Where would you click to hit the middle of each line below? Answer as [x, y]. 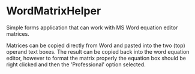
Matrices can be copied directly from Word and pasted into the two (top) [96, 45]
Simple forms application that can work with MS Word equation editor [92, 27]
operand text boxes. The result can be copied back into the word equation [98, 51]
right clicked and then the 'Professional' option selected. [76, 64]
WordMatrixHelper [54, 11]
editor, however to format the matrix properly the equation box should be [96, 58]
